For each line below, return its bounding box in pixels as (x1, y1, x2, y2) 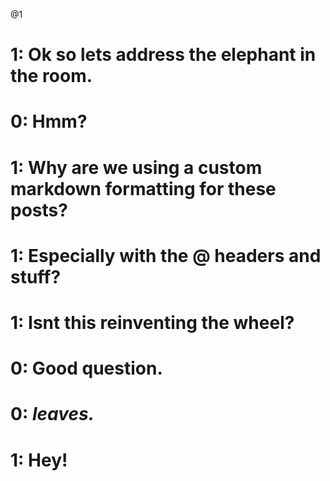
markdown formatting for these (10, 177, 277, 200)
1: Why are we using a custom (10, 156, 263, 179)
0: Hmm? (10, 110, 88, 133)
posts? (10, 199, 68, 221)
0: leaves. (10, 403, 95, 426)
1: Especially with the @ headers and (10, 244, 322, 267)
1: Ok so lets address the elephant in (10, 44, 317, 66)
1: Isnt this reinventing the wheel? (10, 311, 295, 334)
